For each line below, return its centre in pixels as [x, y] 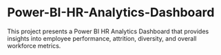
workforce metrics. [34, 45]
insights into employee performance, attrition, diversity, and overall [102, 38]
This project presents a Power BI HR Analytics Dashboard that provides [108, 31]
